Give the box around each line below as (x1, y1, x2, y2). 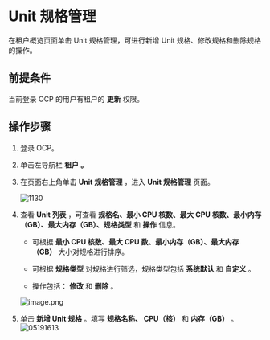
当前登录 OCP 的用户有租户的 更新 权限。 (8, 94, 145, 104)
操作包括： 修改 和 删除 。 (31, 281, 118, 290)
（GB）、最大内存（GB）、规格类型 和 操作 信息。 (19, 219, 181, 229)
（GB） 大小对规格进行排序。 (31, 247, 129, 256)
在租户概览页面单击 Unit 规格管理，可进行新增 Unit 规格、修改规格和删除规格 (8, 35, 262, 45)
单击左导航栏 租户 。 (19, 160, 88, 170)
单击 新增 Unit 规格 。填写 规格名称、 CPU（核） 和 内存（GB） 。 (19, 313, 239, 323)
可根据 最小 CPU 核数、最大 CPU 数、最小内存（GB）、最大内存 (31, 236, 239, 246)
